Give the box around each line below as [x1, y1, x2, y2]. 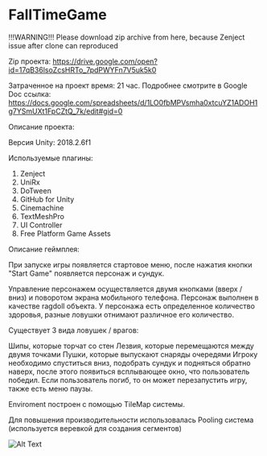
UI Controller [19, 220, 63, 230]
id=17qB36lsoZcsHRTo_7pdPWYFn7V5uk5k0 [8, 64, 157, 74]
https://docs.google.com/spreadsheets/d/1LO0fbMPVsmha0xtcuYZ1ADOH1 [8, 97, 258, 107]
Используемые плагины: [8, 153, 94, 163]
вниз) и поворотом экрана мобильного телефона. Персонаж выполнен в [8, 292, 259, 302]
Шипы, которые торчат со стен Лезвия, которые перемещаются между [8, 341, 255, 350]
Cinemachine [19, 203, 64, 213]
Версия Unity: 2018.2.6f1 [8, 137, 91, 147]
